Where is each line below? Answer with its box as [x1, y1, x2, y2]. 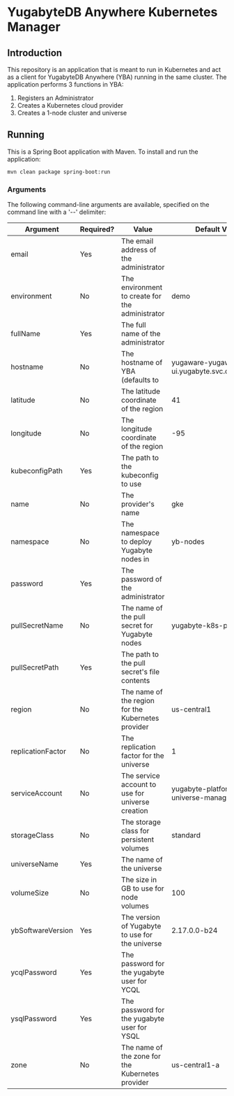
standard [171, 830, 201, 840]
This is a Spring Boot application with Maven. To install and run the [7, 147, 198, 156]
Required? [79, 224, 115, 234]
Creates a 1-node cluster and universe [17, 109, 127, 117]
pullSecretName [10, 621, 64, 630]
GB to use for [120, 884, 165, 893]
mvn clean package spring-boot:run [7, 168, 111, 175]
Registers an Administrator [17, 94, 94, 102]
